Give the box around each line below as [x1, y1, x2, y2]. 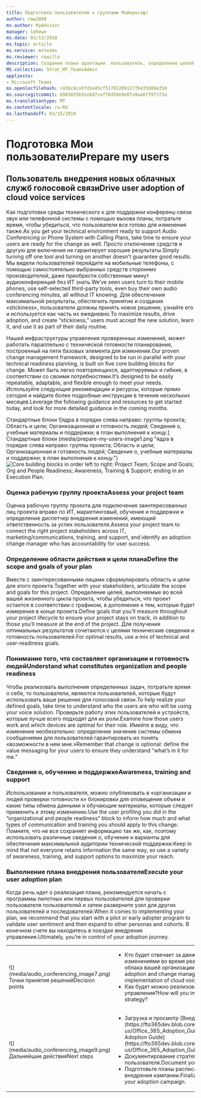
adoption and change [124, 970, 178, 977]
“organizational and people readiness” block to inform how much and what [6, 814, 190, 821]
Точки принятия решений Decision [8, 976, 95, 984]
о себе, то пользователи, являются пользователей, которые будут [6, 689, 176, 697]
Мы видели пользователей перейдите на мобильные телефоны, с [6, 259, 175, 266]
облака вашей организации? [124, 964, 197, 971]
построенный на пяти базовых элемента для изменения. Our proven [6, 347, 179, 354]
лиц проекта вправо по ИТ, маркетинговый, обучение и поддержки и [6, 508, 184, 515]
